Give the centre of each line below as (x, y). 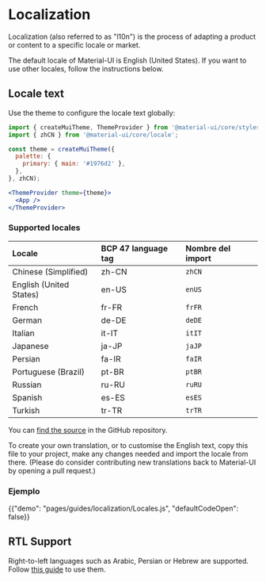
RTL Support (40, 542)
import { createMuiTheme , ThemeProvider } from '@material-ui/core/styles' (136, 127)
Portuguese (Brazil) (48, 372)
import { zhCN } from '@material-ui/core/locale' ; (93, 135)
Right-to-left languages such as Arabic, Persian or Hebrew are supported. (129, 561)
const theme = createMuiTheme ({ (61, 149)
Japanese (30, 346)
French (25, 307)
